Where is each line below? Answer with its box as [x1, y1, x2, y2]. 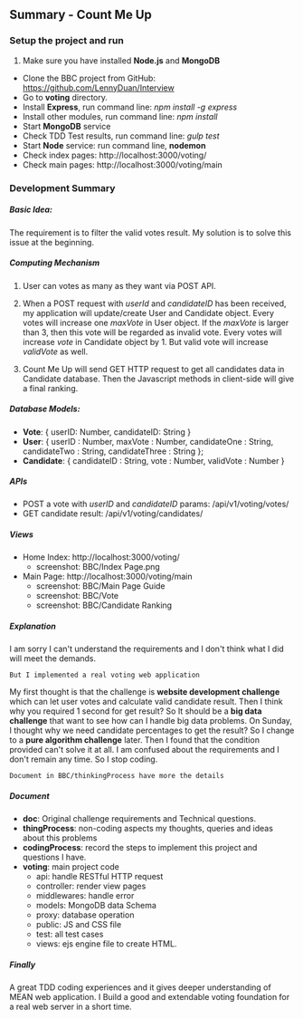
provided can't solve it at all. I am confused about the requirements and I [9, 745, 280, 755]
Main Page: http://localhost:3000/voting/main [22, 571, 193, 582]
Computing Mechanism [9, 257, 100, 268]
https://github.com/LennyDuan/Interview [22, 82, 175, 93]
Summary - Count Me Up [9, 7, 152, 23]
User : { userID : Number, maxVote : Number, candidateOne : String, [22, 436, 274, 447]
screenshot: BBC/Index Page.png [35, 562, 160, 572]
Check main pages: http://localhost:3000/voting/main [22, 159, 223, 170]
